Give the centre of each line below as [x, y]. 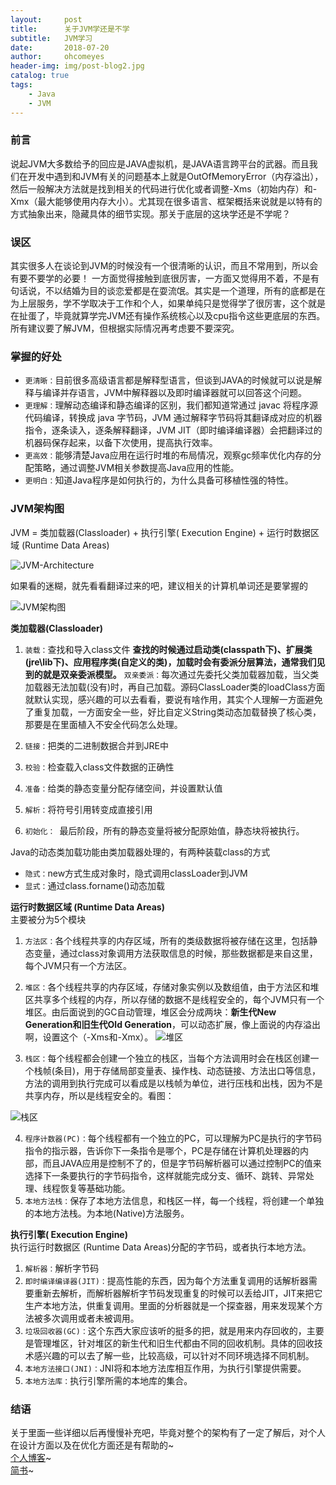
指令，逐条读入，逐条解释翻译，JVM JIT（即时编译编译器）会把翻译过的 [173, 430]
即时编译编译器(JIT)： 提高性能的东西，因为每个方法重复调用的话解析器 [166, 1280]
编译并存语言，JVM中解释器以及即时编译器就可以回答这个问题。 [175, 393]
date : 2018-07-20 [60, 47]
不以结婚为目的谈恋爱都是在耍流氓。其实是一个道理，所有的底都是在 [185, 291]
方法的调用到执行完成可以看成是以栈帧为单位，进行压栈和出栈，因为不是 [173, 1083]
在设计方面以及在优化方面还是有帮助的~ [92, 1445]
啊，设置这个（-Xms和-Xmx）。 [89, 1037]
